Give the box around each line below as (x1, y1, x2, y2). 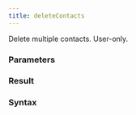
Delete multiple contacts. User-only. (8, 34, 129, 43)
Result (8, 76, 35, 87)
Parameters (8, 54, 55, 65)
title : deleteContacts (8, 11, 85, 20)
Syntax (8, 97, 37, 109)
